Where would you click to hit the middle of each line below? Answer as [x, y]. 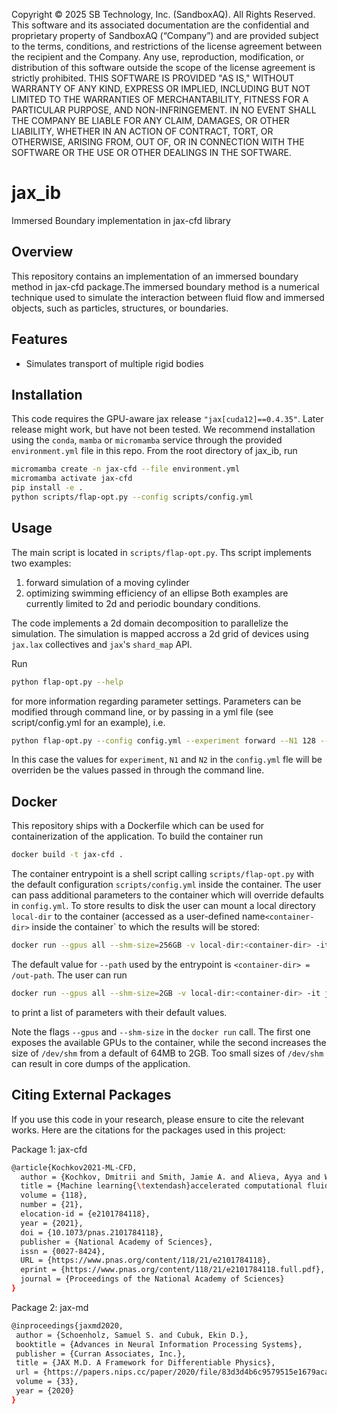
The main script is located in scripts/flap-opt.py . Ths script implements [161, 552]
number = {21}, [52, 1205]
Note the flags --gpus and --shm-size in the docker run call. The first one [161, 1031]
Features [39, 339]
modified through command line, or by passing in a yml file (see [142, 711]
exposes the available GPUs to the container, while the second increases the [169, 1042]
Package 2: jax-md [50, 1307]
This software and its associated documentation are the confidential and [160, 25]
